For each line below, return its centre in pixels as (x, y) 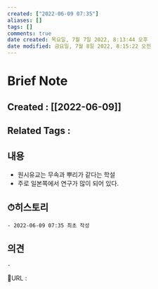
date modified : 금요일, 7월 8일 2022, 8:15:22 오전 (79, 46)
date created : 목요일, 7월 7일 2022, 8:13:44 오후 (78, 40)
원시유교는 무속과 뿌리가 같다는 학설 (66, 174)
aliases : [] (25, 20)
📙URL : (17, 278)
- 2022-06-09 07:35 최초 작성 (48, 225)
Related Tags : (39, 130)
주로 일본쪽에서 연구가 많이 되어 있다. (68, 183)
